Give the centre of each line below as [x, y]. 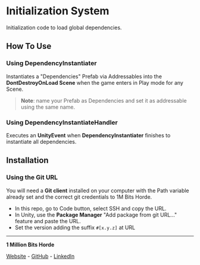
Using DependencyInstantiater [51, 63]
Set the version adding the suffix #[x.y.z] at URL [75, 227]
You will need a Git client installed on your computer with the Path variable [98, 190]
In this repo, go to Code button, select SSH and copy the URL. [90, 208]
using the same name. [48, 107]
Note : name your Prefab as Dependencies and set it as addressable [104, 100]
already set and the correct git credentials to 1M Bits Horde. [79, 197]
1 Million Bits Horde [30, 244]
